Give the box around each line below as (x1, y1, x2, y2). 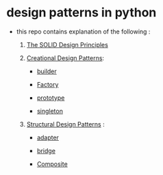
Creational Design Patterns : (26, 53, 104, 62)
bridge (36, 146, 56, 154)
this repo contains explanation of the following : (16, 27, 151, 36)
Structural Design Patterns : (26, 120, 105, 128)
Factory (36, 80, 59, 88)
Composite (36, 159, 68, 168)
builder (36, 67, 58, 75)
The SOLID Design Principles (26, 40, 109, 49)
